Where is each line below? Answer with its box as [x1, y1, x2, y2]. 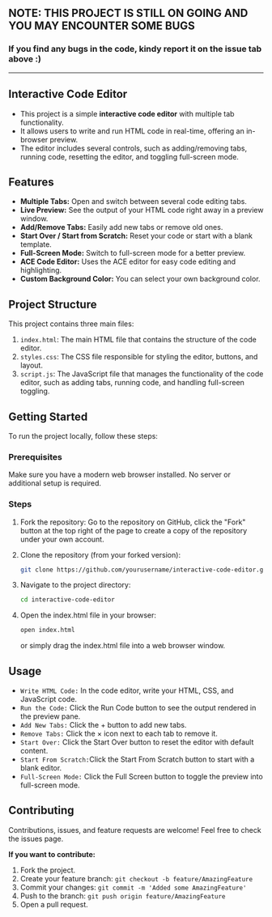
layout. [19, 360, 43, 371]
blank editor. [19, 762, 62, 772]
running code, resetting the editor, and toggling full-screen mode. [19, 151, 239, 161]
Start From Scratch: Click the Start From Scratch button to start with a [19, 754, 255, 764]
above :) [8, 53, 42, 65]
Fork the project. [19, 865, 76, 875]
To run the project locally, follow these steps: [8, 431, 158, 440]
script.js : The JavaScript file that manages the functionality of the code [19, 369, 264, 379]
